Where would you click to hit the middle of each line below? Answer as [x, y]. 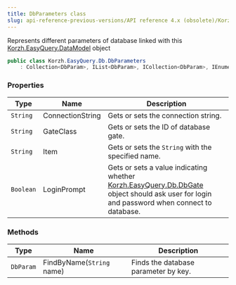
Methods [23, 232]
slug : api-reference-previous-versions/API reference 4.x [94, 20]
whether [122, 176]
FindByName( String [77, 262]
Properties [26, 85]
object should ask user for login [160, 194]
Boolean [24, 189]
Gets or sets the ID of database [159, 127]
